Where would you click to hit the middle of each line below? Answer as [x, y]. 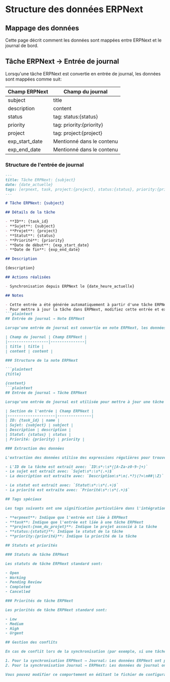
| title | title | [25, 346]
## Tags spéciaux [24, 499]
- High [12, 629]
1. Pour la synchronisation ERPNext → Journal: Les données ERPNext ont [83, 661]
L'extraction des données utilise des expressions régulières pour [78, 458]
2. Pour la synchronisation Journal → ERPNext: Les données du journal [82, 665]
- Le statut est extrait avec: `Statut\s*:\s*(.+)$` [62, 485]
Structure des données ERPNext [74, 9]
